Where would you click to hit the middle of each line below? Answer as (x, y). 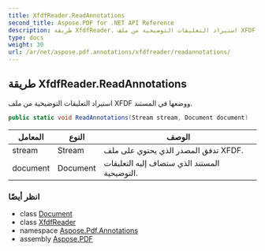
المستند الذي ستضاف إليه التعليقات (162, 163)
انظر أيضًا (24, 197)
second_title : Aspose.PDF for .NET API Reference (91, 23)
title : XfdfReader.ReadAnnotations (67, 15)
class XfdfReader (48, 222)
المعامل (31, 137)
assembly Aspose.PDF (56, 238)
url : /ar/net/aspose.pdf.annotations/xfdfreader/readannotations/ (119, 52)
